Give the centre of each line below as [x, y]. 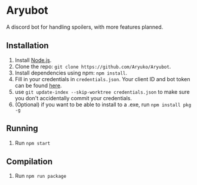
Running [22, 129]
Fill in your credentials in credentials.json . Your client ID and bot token [102, 79]
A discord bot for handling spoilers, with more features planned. [85, 27]
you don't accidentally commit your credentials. [73, 98]
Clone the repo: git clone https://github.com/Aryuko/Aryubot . [93, 66]
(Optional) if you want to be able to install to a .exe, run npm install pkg [103, 104]
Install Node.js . [33, 60]
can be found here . [38, 85]
